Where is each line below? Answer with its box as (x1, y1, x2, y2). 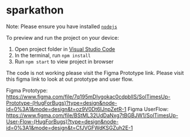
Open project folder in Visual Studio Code (14, 45, 116, 53)
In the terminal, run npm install (14, 52, 91, 59)
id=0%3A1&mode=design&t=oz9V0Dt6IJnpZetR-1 (6, 105, 127, 112)
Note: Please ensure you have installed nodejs (6, 23, 117, 30)
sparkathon (6, 4, 64, 17)
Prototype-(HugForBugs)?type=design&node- (6, 99, 117, 106)
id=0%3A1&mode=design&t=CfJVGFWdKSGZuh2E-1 (6, 124, 133, 131)
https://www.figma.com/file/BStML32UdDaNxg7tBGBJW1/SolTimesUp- (6, 112, 179, 119)
